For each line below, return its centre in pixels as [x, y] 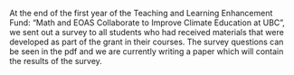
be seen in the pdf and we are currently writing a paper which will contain [147, 52]
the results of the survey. [56, 61]
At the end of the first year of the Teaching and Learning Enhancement [141, 13]
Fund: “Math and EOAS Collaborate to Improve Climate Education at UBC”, [147, 23]
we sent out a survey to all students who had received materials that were [147, 32]
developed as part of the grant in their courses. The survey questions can [147, 42]
